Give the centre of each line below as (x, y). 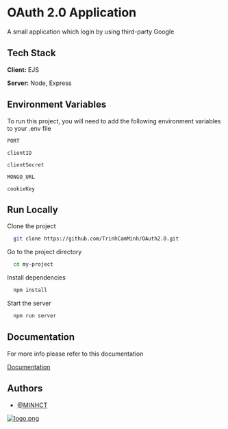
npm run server (35, 316)
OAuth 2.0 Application (72, 13)
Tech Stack (31, 53)
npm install (30, 290)
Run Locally (33, 209)
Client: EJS (23, 69)
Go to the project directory (45, 252)
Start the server (29, 303)
